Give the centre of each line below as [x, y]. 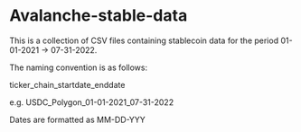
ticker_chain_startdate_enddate [67, 84]
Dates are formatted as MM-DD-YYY [78, 119]
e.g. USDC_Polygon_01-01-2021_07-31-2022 [92, 102]
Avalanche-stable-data [99, 16]
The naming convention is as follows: [78, 67]
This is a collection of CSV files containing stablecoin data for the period [144, 40]
